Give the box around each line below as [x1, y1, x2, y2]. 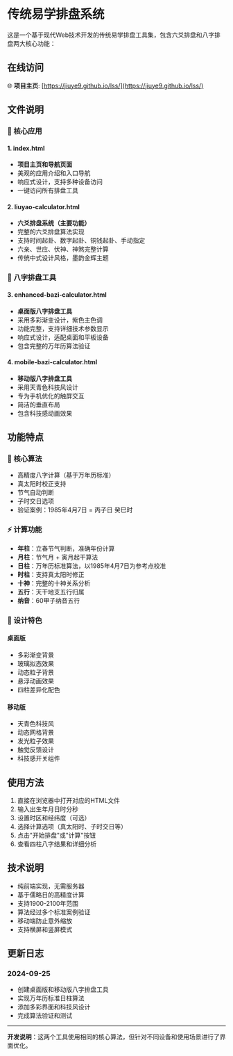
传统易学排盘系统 [7, 6, 105, 22]
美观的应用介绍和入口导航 [17, 169, 91, 177]
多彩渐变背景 [17, 651, 54, 659]
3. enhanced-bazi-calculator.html [7, 290, 107, 299]
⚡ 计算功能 [7, 525, 42, 535]
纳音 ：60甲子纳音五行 [17, 596, 80, 605]
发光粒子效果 [17, 737, 54, 745]
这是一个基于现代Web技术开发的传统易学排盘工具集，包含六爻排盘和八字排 [7, 31, 221, 39]
